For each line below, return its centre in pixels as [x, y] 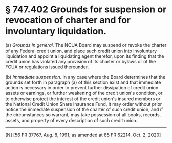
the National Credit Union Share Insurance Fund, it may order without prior [84, 104]
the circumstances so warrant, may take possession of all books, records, [83, 115]
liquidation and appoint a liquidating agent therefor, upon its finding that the [85, 56]
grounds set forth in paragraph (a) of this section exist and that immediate [83, 82]
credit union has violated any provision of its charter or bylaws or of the [81, 61]
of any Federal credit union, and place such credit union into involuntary [81, 51]
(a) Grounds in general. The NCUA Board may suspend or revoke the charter [86, 45]
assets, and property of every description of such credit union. [71, 120]
